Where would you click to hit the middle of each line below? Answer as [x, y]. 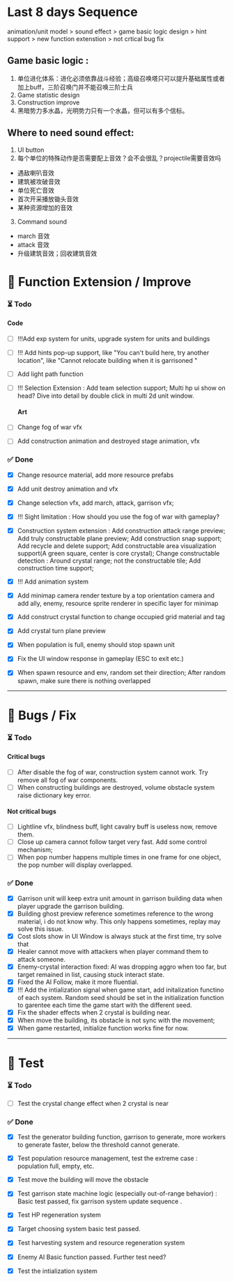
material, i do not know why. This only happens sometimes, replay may [119, 921]
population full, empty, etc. [56, 1166]
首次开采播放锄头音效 [48, 198]
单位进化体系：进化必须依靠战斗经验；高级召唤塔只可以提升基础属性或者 [121, 78]
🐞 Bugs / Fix [42, 715]
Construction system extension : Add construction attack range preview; [121, 531]
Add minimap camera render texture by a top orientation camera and [116, 595]
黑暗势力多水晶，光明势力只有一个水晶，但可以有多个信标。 [103, 110]
